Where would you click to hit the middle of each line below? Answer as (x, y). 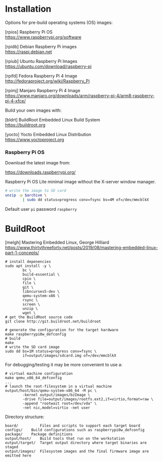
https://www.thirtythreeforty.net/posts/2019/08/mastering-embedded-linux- (81, 247)
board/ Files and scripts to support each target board (72, 425)
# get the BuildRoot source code (39, 317)
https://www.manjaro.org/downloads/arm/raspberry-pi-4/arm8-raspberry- (80, 96)
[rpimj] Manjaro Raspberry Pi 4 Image (43, 90)
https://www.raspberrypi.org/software (43, 37)
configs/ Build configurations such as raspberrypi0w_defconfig (75, 430)
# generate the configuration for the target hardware (62, 330)
